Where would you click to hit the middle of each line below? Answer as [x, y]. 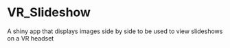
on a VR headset [31, 38]
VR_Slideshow [49, 13]
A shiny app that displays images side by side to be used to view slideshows [115, 31]
